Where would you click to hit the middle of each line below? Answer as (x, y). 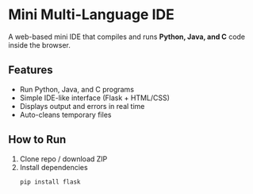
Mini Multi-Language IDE (91, 15)
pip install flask (50, 182)
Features (31, 70)
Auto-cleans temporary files (65, 114)
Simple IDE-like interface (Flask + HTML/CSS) (95, 98)
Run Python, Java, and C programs (77, 89)
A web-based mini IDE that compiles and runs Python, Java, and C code (127, 37)
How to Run (37, 140)
